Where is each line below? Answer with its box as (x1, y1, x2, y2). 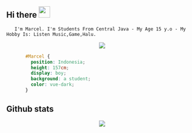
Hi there (6, 10, 38, 20)
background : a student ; (30, 76, 91, 82)
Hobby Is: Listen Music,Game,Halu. (6, 31, 97, 37)
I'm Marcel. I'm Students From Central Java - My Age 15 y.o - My (14, 26, 187, 32)
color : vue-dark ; (30, 81, 75, 88)
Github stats (6, 104, 54, 114)
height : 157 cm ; (30, 64, 69, 70)
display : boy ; (30, 70, 67, 77)
